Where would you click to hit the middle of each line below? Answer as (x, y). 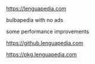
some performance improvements (48, 31)
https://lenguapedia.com (36, 9)
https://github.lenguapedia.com (45, 43)
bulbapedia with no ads (35, 20)
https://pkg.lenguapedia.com (42, 55)
